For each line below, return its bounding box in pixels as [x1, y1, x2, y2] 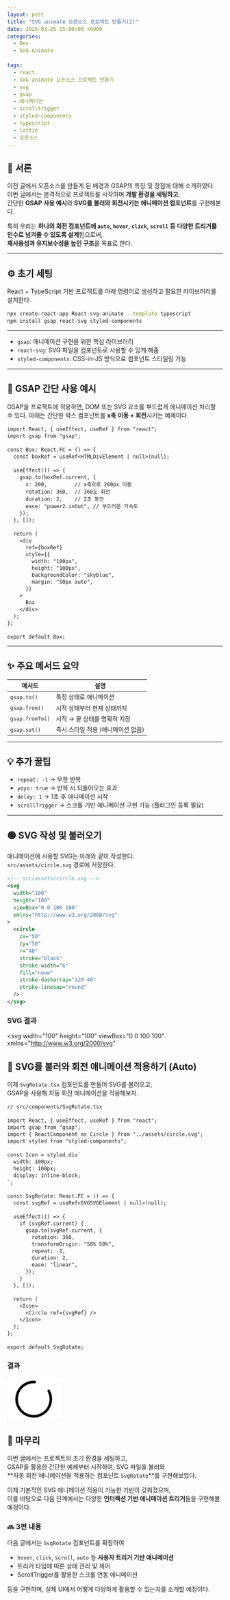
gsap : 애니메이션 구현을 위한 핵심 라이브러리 [16, 337, 134, 345]
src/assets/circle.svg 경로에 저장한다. [7, 860, 116, 869]
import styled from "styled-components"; [7, 1137, 127, 1145]
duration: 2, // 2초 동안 [25, 495, 105, 503]
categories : [7, 33, 41, 40]
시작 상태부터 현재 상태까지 [55, 704, 127, 712]
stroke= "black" [19, 955, 63, 961]
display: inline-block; [13, 1172, 81, 1179]
